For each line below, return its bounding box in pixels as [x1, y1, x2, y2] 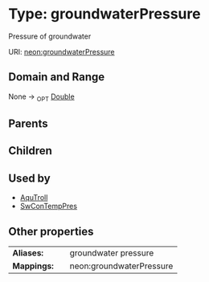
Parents [8, 116, 48, 130]
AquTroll [19, 193, 48, 202]
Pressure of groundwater [8, 31, 92, 41]
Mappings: [12, 260, 55, 272]
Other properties [8, 224, 94, 238]
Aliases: [12, 247, 44, 258]
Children [8, 144, 52, 157]
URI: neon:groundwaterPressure [8, 47, 115, 56]
